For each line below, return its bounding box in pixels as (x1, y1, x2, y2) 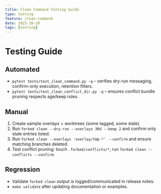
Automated (5, 65, 40, 73)
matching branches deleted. (12, 141, 69, 147)
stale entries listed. (12, 130, 50, 136)
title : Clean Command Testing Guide (5, 7, 79, 12)
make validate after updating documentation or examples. (12, 183, 129, 189)
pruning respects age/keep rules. (12, 94, 79, 99)
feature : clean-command (5, 16, 53, 21)
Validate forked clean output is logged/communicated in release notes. (12, 178, 155, 184)
